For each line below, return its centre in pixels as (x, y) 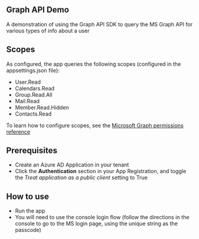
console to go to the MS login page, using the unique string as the (96, 223)
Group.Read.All (34, 95)
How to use (28, 196)
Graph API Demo (38, 10)
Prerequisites (32, 151)
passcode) (28, 230)
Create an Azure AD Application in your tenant (72, 165)
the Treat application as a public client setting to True (81, 178)
